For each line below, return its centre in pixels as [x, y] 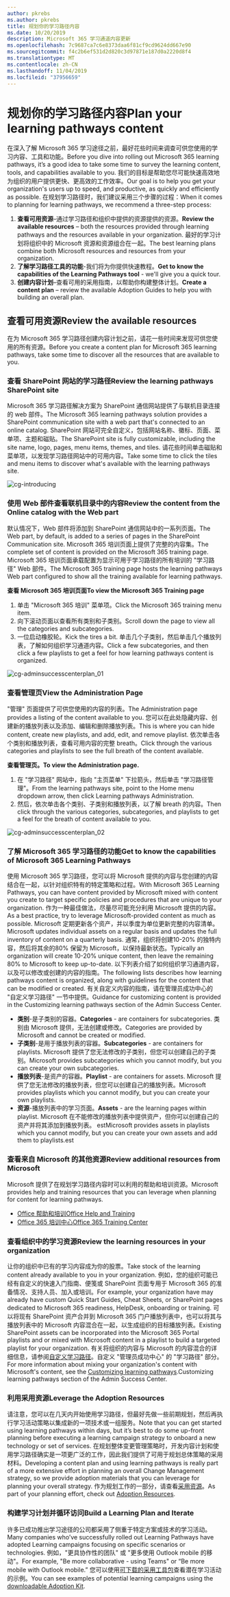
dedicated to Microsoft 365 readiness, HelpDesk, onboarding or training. [110, 1308]
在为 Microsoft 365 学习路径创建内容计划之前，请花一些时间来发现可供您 [110, 339]
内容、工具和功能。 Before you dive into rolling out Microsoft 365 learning [116, 157]
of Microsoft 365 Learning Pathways [69, 860]
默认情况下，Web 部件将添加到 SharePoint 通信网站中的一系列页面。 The [109, 528]
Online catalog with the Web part [63, 512]
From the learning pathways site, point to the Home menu [113, 788]
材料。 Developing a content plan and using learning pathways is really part [113, 1463]
